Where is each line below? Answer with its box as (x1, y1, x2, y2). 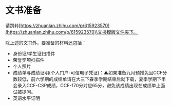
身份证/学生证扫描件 (12, 50, 55, 57)
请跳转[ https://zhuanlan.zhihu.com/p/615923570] (5, 22, 110, 29)
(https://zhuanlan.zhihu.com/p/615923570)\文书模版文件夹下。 (5, 29, 139, 35)
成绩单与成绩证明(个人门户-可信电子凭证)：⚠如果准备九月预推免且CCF (12, 69, 163, 75)
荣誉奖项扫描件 (12, 57, 45, 63)
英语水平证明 (12, 95, 40, 101)
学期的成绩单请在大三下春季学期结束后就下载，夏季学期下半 (40, 76, 166, 82)
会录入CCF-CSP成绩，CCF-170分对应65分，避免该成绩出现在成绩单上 (12, 82, 161, 88)
